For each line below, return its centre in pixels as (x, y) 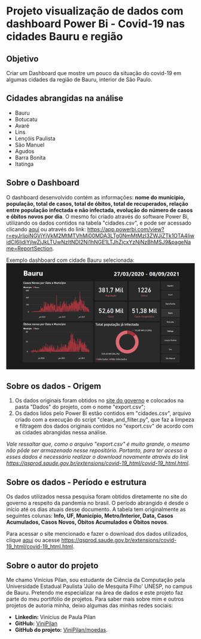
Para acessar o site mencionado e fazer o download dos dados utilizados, (97, 534)
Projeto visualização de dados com (95, 11)
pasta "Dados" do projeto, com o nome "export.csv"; (80, 407)
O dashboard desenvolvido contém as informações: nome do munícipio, (96, 197)
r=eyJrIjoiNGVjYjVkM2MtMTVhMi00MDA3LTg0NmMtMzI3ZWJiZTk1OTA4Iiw (100, 235)
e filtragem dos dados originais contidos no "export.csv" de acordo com (104, 426)
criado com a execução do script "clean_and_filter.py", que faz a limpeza (104, 420)
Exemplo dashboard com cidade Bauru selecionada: (70, 260)
